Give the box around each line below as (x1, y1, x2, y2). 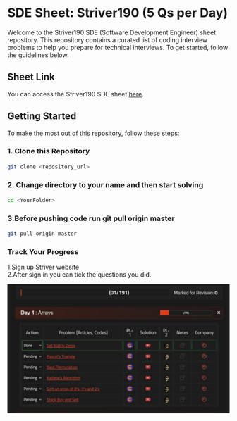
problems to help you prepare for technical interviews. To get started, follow (7, 43, 229, 51)
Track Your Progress (7, 247, 79, 256)
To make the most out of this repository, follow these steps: (7, 129, 180, 137)
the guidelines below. (7, 51, 69, 59)
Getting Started (7, 111, 77, 122)
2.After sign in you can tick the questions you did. (7, 270, 152, 279)
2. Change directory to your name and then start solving (7, 180, 204, 189)
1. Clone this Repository (7, 146, 90, 156)
